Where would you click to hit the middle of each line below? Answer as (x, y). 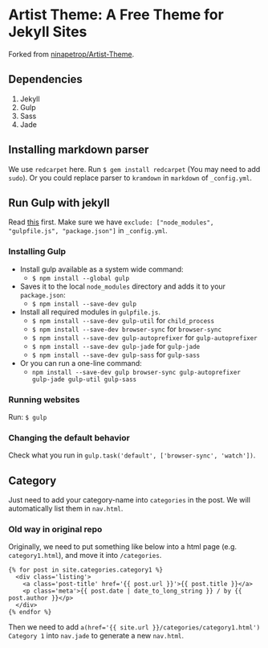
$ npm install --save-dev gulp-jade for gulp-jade (116, 346)
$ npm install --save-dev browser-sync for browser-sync (127, 329)
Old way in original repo (55, 529)
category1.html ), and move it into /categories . (85, 556)
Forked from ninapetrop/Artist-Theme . (71, 54)
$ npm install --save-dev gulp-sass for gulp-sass (116, 355)
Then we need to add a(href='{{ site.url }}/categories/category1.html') (134, 627)
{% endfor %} (30, 613)
